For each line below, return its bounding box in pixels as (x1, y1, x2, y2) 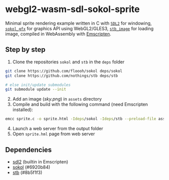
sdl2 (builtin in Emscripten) (12, 158, 68, 164)
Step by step (5, 45, 46, 54)
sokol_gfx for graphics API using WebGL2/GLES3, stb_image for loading (5, 25, 154, 31)
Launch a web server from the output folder (12, 126, 103, 132)
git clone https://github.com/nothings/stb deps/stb (5, 73, 118, 78)
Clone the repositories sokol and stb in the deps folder (12, 59, 125, 65)
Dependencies (5, 145, 52, 154)
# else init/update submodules (5, 82, 71, 87)
